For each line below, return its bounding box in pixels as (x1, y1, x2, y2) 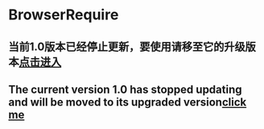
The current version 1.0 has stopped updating (8, 82, 243, 96)
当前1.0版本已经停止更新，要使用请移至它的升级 (8, 40, 245, 53)
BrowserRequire (8, 6, 119, 24)
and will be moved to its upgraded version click (8, 95, 247, 109)
